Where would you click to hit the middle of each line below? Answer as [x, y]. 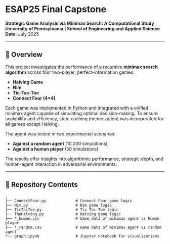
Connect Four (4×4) [34, 98]
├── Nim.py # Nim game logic [59, 205]
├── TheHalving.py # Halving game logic [63, 214]
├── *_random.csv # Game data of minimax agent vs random [83, 227]
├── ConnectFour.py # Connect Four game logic [69, 201]
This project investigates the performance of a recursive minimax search [82, 67]
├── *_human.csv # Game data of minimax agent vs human [82, 218]
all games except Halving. [32, 124]
